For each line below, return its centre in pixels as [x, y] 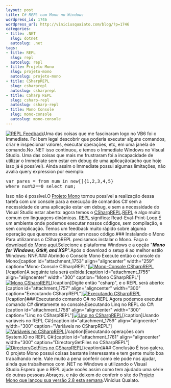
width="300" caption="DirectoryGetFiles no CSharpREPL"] [68, 342]
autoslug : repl [27, 62]
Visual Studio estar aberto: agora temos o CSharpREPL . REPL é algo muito [83, 212]
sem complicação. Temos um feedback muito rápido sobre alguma [76, 228]
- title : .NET [21, 34]
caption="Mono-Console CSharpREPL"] [48, 266]
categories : [18, 29]
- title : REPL [21, 53]
